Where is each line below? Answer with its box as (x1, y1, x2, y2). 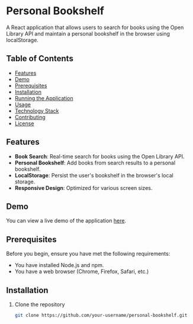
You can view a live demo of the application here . (6, 217, 126, 224)
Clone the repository (14, 301, 65, 308)
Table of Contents (6, 53, 74, 63)
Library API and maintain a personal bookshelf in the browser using (6, 30, 171, 37)
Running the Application (14, 94, 73, 101)
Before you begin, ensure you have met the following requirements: (6, 250, 171, 258)
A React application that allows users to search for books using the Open (6, 24, 184, 31)
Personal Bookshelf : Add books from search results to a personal (14, 159, 176, 166)
